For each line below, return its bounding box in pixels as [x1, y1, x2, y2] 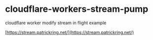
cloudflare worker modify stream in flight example [5, 20, 107, 26]
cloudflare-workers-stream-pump [5, 3, 149, 15]
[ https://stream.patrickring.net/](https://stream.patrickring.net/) [5, 29, 134, 35]
